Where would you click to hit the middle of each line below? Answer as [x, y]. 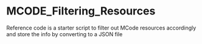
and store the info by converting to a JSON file [64, 34]
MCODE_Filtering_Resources [81, 11]
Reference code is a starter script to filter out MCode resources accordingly [101, 28]
